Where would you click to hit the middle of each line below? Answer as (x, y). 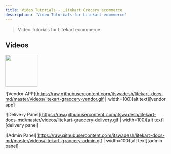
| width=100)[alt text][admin (133, 141)
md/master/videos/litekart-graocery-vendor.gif (55, 99)
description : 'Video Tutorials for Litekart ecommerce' (66, 15)
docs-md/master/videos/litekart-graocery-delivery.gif (62, 120)
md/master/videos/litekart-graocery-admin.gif (54, 141)
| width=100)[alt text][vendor (135, 99)
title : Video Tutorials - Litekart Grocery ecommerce (64, 10)
